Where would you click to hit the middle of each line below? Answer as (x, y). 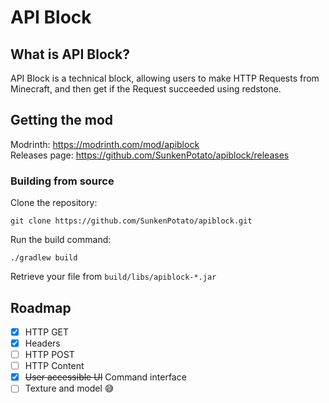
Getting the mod (62, 120)
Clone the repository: (54, 203)
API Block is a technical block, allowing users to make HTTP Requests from (165, 78)
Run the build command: (61, 240)
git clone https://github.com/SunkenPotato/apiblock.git (131, 221)
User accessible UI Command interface (105, 377)
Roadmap (41, 307)
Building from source (62, 181)
